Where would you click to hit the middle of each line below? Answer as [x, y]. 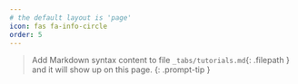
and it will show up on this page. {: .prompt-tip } [121, 70]
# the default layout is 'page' [70, 18]
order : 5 [26, 34]
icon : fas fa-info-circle [58, 26]
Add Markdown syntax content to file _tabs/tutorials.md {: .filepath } [161, 61]
